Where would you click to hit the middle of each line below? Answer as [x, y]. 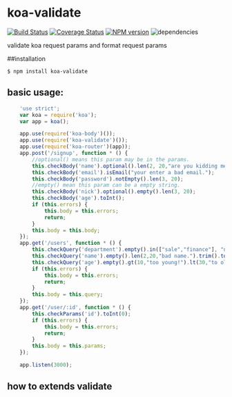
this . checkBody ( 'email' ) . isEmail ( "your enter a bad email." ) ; [123, 172]
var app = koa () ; [45, 121]
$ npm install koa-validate [48, 71]
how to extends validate [60, 386]
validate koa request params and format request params [87, 45]
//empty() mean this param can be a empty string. [106, 185]
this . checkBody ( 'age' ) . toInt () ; [79, 198]
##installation [27, 58]
